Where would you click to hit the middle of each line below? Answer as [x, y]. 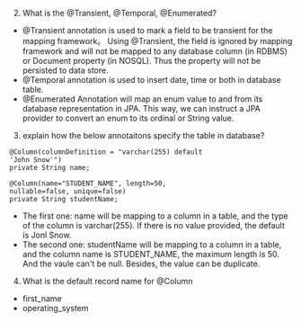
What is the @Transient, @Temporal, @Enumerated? [120, 13]
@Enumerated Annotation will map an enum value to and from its [142, 99]
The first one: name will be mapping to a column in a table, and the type [155, 216]
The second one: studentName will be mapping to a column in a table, [152, 245]
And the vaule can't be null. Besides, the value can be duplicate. [141, 264]
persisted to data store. [66, 70]
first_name [42, 299]
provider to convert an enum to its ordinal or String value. [128, 118]
